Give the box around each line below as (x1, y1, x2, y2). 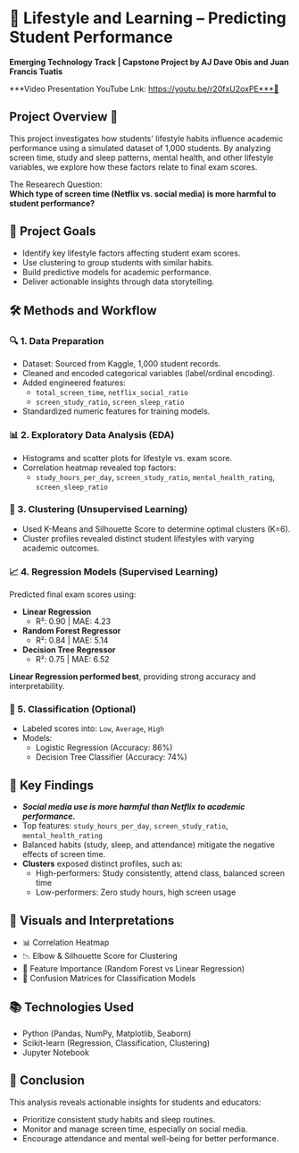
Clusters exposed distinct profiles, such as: (21, 858, 183, 870)
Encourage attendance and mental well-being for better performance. (21, 1132, 279, 1143)
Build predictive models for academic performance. (21, 266, 212, 277)
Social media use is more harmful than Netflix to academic (21, 802, 245, 812)
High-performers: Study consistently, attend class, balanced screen (35, 868, 286, 879)
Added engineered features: (21, 377, 127, 388)
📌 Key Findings (9, 778, 94, 793)
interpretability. (9, 681, 65, 692)
